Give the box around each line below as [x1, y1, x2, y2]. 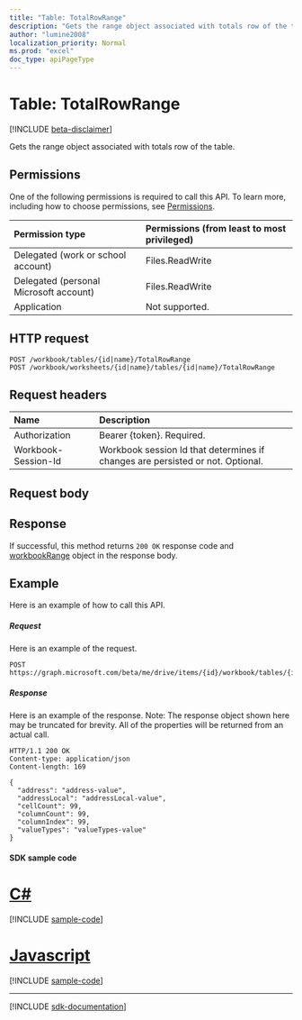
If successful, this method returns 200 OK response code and [9, 540, 235, 551]
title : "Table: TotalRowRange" [9, 13, 127, 23]
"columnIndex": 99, [17, 817, 91, 827]
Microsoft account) [13, 286, 95, 298]
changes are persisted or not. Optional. [98, 455, 263, 468]
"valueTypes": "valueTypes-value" [17, 825, 147, 834]
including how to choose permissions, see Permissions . [9, 200, 216, 212]
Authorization [13, 429, 71, 442]
